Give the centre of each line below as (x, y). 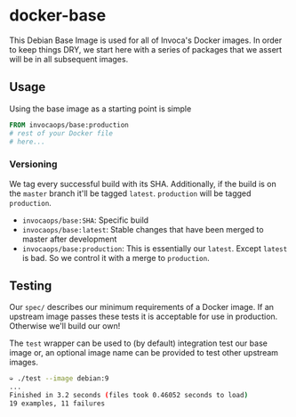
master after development (69, 239)
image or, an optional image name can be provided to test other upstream (144, 353)
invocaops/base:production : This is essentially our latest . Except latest (155, 248)
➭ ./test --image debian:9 (59, 379)
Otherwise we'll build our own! (65, 326)
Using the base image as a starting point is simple (100, 109)
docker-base (58, 16)
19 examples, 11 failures (57, 404)
